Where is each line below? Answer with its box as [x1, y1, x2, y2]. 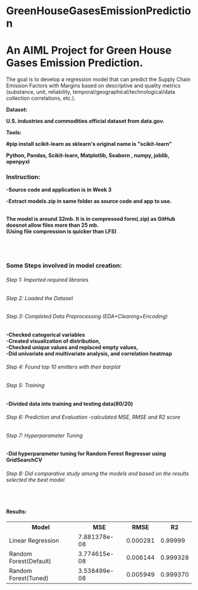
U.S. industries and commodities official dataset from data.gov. [6, 118, 165, 125]
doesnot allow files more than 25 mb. [6, 221, 99, 229]
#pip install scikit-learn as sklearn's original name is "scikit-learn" [6, 141, 172, 148]
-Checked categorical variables [6, 331, 85, 338]
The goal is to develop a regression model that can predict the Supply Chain [6, 76, 191, 83]
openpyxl [6, 158, 30, 165]
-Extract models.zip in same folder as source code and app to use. [6, 198, 172, 205]
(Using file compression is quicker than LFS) [6, 228, 117, 235]
